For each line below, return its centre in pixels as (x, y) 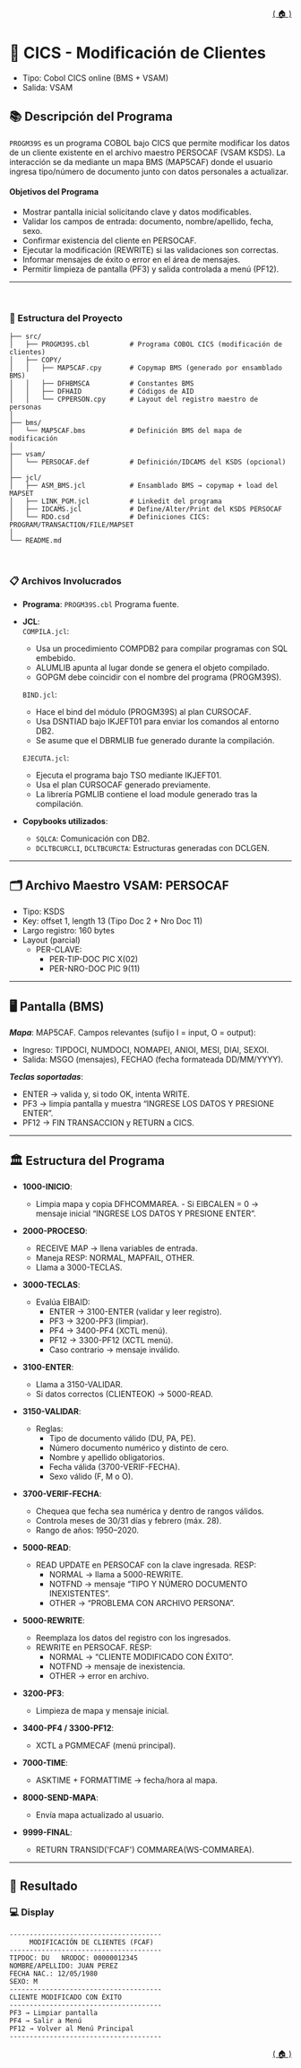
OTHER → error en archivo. (99, 1675)
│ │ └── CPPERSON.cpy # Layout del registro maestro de (133, 400)
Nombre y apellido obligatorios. (107, 1457)
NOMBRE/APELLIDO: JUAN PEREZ (64, 1966)
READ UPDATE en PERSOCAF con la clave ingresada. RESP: (146, 1565)
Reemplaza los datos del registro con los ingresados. (133, 1638)
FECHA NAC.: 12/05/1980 (54, 1973)
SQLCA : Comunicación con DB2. (93, 838)
